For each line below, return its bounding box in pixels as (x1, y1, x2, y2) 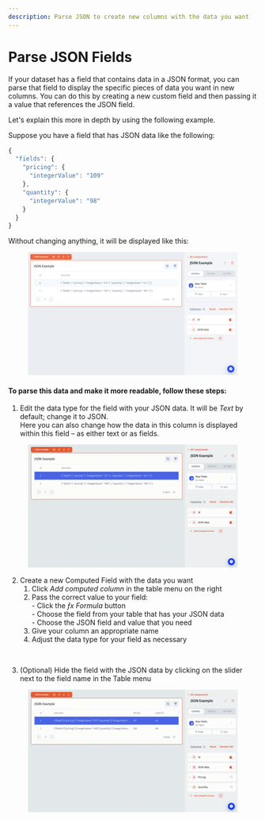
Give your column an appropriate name (31, 626, 159, 635)
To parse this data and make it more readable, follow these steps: (8, 386, 227, 395)
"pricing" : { (22, 164, 66, 171)
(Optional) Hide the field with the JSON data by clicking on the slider (19, 665, 243, 675)
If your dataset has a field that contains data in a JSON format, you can (8, 74, 240, 83)
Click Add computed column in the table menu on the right (31, 583, 222, 593)
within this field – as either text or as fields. (19, 429, 160, 438)
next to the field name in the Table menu (19, 673, 152, 683)
